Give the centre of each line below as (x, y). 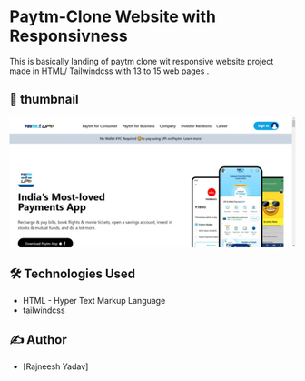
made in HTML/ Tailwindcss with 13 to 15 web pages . (109, 71)
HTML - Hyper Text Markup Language (94, 300)
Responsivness (69, 36)
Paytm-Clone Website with (113, 17)
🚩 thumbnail (44, 100)
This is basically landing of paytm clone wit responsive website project (142, 61)
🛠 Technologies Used (73, 274)
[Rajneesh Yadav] (55, 366)
